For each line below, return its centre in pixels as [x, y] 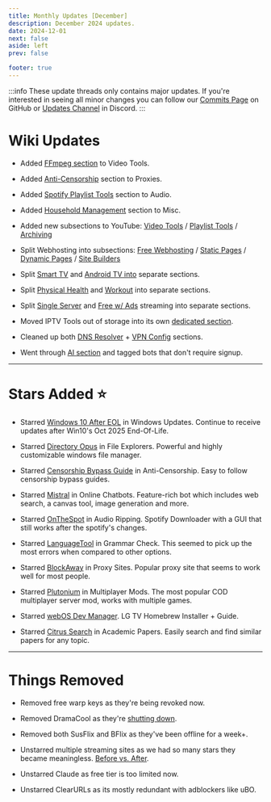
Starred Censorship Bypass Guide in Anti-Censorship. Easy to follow [133, 470]
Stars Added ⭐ [58, 394]
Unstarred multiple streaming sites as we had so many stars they [128, 750]
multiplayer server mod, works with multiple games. [106, 600]
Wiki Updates [54, 141]
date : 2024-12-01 [38, 31]
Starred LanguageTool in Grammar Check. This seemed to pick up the [136, 543]
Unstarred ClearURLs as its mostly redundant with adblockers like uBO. [138, 789]
